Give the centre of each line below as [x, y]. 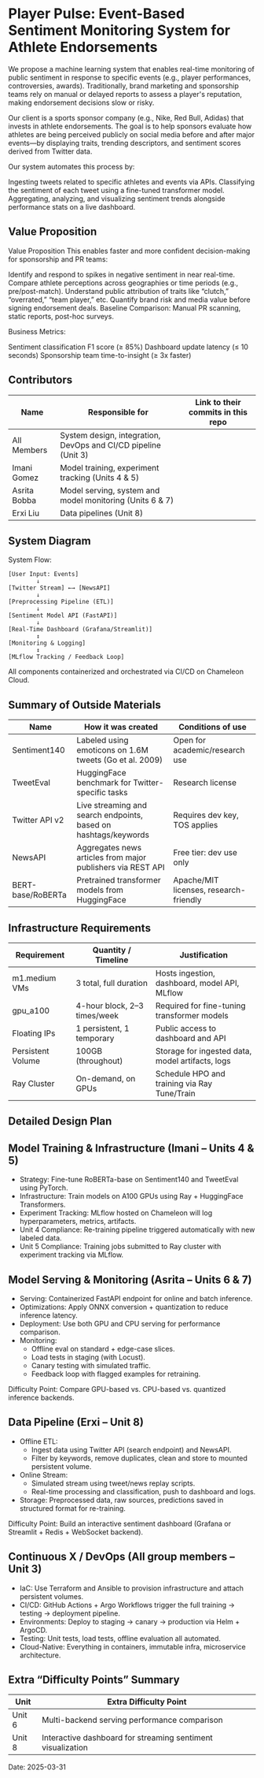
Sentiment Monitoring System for [119, 30]
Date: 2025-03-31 [37, 1767]
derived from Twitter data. [50, 151]
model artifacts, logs [193, 1061]
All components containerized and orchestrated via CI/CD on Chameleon [126, 671]
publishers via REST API [121, 868]
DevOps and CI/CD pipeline [110, 444]
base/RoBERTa [39, 895]
